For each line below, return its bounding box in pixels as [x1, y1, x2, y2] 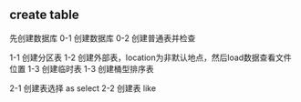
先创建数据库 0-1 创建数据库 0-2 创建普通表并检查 [9, 32, 196, 44]
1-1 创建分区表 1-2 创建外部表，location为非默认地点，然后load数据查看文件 [9, 52, 292, 63]
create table [9, 7, 79, 23]
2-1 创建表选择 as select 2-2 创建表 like [9, 82, 157, 94]
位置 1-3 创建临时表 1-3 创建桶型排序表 [9, 63, 154, 74]
